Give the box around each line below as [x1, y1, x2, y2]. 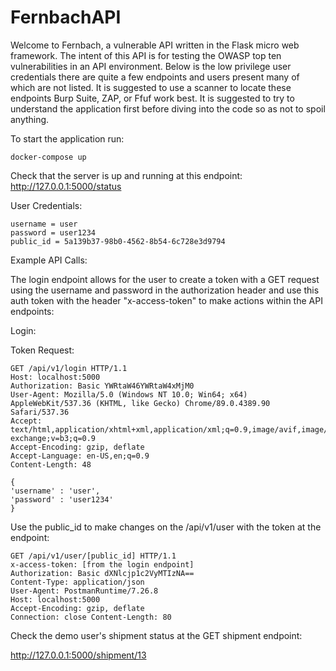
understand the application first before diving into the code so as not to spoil [10, 102, 326, 115]
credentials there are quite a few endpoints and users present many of [10, 71, 300, 83]
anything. [10, 113, 50, 125]
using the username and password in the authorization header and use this [10, 284, 320, 296]
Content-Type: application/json [10, 577, 145, 587]
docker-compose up [10, 152, 87, 162]
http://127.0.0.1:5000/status [10, 180, 122, 192]
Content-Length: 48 [10, 459, 92, 470]
